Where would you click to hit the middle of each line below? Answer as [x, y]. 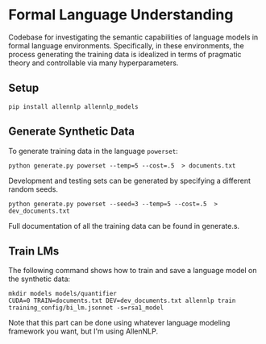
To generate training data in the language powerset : [94, 151]
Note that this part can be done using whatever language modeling [119, 323]
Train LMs [34, 251]
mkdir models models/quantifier [62, 294]
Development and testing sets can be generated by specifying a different [130, 180]
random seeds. [33, 189]
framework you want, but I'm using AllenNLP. [83, 331]
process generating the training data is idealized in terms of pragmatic [125, 54]
